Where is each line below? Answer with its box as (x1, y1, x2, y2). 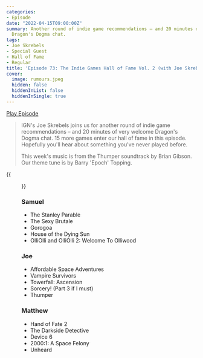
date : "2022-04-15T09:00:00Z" (6, 20, 83, 26)
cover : (6, 71, 23, 77)
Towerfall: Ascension (30, 279, 83, 286)
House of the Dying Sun (30, 230, 90, 238)
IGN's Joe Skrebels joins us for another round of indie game (21, 122, 170, 129)
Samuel (21, 197, 44, 206)
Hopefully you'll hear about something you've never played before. (21, 140, 188, 148)
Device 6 (30, 333, 53, 340)
